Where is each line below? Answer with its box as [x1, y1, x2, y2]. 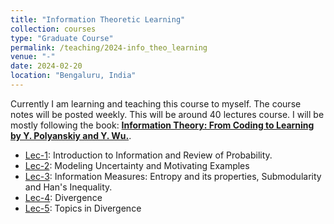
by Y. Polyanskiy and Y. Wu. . [10, 129, 132, 141]
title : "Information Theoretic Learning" [10, 14, 186, 25]
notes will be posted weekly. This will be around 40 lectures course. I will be [10, 108, 325, 120]
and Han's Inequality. [24, 181, 113, 193]
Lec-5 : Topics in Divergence [24, 202, 142, 214]
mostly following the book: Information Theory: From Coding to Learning [10, 119, 315, 131]
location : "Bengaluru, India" [10, 71, 137, 81]
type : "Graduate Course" [10, 33, 114, 43]
